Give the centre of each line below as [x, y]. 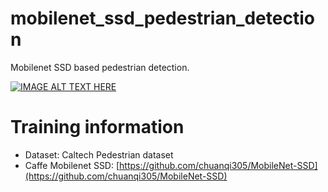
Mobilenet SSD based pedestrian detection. [100, 67]
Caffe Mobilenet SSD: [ [72, 165]
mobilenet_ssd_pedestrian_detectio [162, 18]
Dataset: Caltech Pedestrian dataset [99, 154]
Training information [97, 127]
